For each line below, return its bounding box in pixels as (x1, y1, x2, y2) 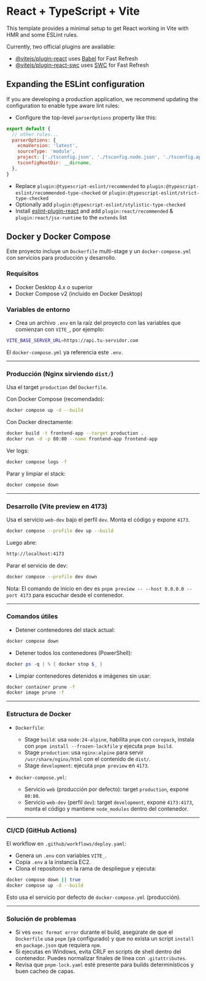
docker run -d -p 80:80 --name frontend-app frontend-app (6, 436, 158, 442)
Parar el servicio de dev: (6, 562, 68, 569)
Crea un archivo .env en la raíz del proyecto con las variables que (15, 319, 181, 327)
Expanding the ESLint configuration (6, 79, 145, 89)
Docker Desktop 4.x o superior (15, 283, 93, 290)
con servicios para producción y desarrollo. (6, 254, 116, 262)
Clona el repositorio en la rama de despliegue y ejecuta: (15, 865, 156, 872)
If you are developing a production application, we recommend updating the (6, 95, 198, 102)
